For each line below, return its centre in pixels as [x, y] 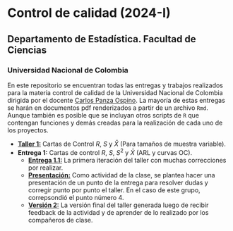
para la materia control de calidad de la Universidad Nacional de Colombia [115, 92]
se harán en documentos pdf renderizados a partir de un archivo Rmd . [108, 108]
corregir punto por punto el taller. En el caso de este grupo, [114, 190]
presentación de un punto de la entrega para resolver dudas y [118, 182]
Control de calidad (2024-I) [89, 13]
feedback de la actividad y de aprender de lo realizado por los [118, 212]
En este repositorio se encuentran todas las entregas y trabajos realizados [115, 85]
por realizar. [46, 168]
